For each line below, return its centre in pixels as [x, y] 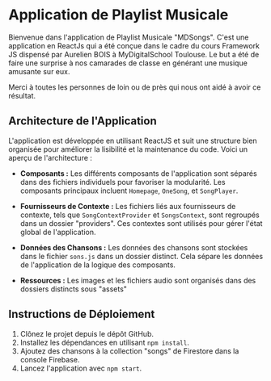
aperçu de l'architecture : [51, 157]
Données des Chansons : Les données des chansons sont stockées [134, 247]
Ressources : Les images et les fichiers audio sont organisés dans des [138, 280]
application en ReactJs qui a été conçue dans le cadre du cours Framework [134, 45]
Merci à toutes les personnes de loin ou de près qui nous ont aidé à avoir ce [135, 87]
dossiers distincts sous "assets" [74, 289]
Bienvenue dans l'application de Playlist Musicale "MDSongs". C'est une [129, 37]
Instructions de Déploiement [82, 314]
